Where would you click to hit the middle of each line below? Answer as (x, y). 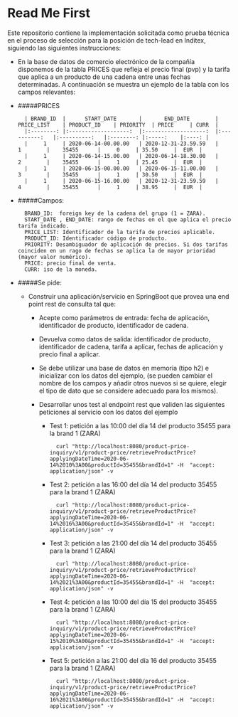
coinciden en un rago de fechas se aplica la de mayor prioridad (116, 250)
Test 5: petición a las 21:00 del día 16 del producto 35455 (133, 660)
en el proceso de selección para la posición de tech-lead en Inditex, (107, 40)
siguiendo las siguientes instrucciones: (64, 48)
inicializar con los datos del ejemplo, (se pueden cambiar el (126, 376)
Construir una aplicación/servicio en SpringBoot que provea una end (129, 296)
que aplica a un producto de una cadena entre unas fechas (104, 77)
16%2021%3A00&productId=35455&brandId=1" (112, 700)
